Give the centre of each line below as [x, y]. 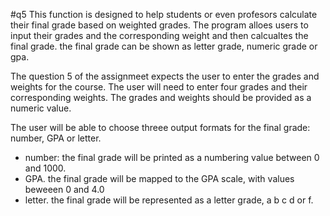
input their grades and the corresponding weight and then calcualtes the [159, 35]
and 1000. [45, 168]
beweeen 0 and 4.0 [64, 189]
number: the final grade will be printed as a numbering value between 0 [172, 157]
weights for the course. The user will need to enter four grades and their [159, 87]
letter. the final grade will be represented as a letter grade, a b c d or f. [169, 200]
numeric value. [41, 108]
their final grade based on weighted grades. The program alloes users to [159, 25]
